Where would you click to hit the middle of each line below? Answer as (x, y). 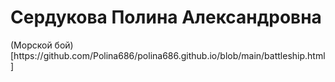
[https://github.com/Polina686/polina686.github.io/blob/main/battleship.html (168, 55)
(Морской (31, 45)
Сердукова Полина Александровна (166, 17)
